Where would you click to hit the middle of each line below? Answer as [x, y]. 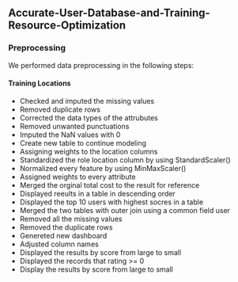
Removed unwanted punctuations [74, 126]
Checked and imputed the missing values [87, 101]
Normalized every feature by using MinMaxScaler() [103, 168]
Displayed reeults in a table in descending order [97, 193]
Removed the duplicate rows [66, 227]
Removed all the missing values [71, 219]
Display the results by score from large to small [96, 269]
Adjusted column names [59, 244]
